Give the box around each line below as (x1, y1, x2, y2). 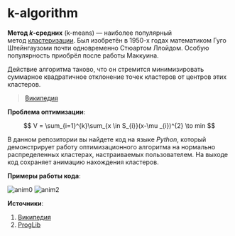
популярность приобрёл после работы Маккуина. (7, 51, 159, 60)
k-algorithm (7, 5, 78, 21)
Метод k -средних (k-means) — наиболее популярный (7, 28, 173, 37)
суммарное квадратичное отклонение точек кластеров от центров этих (7, 73, 227, 81)
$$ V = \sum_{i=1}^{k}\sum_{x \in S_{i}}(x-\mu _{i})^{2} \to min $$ (23, 121, 215, 129)
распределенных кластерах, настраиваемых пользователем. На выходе (7, 150, 229, 159)
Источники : (7, 199, 44, 208)
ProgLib (17, 220, 41, 229)
